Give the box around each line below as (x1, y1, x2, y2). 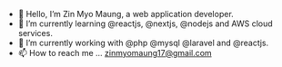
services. (17, 28, 53, 38)
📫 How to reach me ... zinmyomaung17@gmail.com (17, 48, 212, 58)
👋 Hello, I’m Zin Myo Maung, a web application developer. (17, 9, 234, 19)
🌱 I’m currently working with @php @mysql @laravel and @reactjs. (17, 37, 269, 48)
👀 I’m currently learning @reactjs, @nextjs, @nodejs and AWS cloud (17, 18, 273, 29)
